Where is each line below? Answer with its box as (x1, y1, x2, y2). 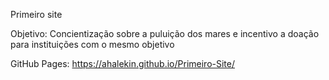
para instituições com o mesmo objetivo (10, 39, 175, 50)
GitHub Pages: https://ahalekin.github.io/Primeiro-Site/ (10, 58, 235, 69)
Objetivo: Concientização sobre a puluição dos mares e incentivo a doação (10, 28, 320, 39)
